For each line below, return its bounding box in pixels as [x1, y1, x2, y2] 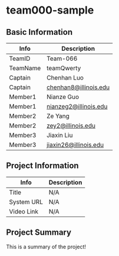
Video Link [9, 207, 39, 215]
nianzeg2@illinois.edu [46, 103, 108, 110]
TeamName [9, 64, 41, 72]
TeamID [9, 54, 31, 63]
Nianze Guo [46, 93, 80, 101]
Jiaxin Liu [46, 131, 73, 139]
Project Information [6, 160, 79, 171]
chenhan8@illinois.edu [46, 83, 110, 91]
